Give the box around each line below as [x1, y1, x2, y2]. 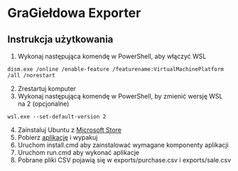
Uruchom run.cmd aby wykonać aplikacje [17, 148, 140, 157]
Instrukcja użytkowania [7, 33, 114, 45]
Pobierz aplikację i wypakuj [17, 133, 98, 141]
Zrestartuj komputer [17, 84, 77, 93]
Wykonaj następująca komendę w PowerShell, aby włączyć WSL [17, 52, 207, 60]
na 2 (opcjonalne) [17, 99, 70, 108]
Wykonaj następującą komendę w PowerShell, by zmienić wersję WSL [17, 92, 223, 100]
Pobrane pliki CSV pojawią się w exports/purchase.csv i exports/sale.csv [17, 156, 232, 164]
